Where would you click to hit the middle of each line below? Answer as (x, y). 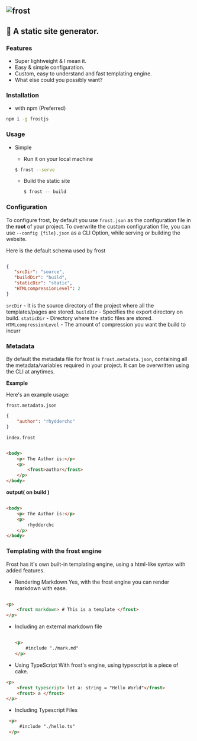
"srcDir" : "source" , (39, 272)
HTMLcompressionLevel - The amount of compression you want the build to (96, 324)
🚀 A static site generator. (53, 31)
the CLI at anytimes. (30, 372)
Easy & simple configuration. (49, 67)
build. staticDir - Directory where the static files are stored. (80, 318)
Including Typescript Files (46, 710)
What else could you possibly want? (59, 80)
